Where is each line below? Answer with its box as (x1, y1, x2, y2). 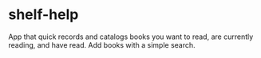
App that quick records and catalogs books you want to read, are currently (8, 32, 254, 41)
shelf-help (8, 6, 79, 24)
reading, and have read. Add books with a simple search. (8, 40, 196, 49)
